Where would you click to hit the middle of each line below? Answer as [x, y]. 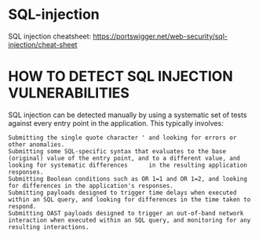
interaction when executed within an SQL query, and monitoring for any [129, 220]
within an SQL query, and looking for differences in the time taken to [129, 199]
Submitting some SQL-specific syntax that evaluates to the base [117, 151]
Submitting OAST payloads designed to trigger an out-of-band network [126, 213]
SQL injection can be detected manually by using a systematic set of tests [128, 115]
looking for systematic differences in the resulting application [128, 165]
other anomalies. [36, 144]
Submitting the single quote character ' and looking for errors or [122, 138]
